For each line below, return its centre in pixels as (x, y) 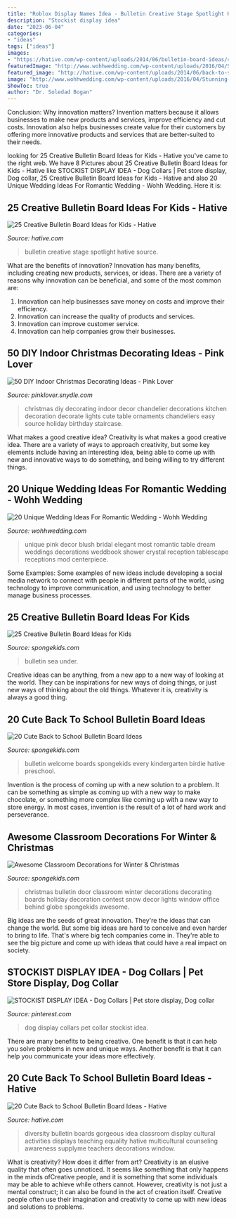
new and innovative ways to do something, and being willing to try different (116, 459)
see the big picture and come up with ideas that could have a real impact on (117, 943)
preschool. (40, 771)
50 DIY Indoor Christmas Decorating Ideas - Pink (116, 353)
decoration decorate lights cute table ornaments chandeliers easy (120, 416)
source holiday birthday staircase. (73, 423)
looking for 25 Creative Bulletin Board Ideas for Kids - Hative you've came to (118, 156)
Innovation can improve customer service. (78, 323)
